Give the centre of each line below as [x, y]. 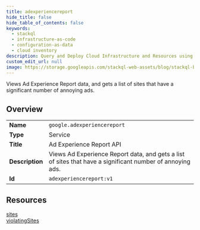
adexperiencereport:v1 [81, 179]
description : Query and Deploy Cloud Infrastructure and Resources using [100, 56]
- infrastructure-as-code [44, 39]
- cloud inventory [35, 51]
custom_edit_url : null [34, 61]
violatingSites [23, 220]
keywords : [18, 28]
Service [59, 135]
